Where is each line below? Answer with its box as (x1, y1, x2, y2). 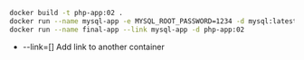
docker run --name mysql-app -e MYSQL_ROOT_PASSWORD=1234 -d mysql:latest (9, 16, 298, 26)
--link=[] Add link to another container (22, 41, 166, 52)
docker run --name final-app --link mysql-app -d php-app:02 (9, 25, 245, 34)
